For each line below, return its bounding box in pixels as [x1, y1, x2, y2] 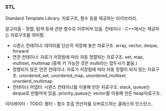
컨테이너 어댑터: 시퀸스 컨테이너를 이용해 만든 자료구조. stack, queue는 [12, 84, 151, 90]
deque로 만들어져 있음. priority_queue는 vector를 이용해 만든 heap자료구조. [12, 90, 162, 96]
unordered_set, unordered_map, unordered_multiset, [19, 73, 127, 79]
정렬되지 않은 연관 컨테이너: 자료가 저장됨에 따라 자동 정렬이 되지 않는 [12, 66, 147, 72]
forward [12, 48, 29, 54]
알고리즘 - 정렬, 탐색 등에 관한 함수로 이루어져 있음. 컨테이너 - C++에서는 [5, 26, 147, 32]
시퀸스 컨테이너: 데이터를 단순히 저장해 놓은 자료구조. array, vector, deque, [12, 43, 158, 49]
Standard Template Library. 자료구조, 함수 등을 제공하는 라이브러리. [5, 15, 138, 21]
